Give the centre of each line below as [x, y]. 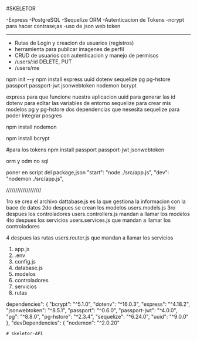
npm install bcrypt [28, 138]
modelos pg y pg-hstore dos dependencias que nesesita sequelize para [93, 109]
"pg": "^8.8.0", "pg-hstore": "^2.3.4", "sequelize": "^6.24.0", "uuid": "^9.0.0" [97, 317]
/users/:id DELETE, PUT [43, 62]
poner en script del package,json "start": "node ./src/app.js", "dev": [88, 172]
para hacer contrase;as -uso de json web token [63, 26]
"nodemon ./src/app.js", [35, 179]
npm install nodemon [31, 127]
